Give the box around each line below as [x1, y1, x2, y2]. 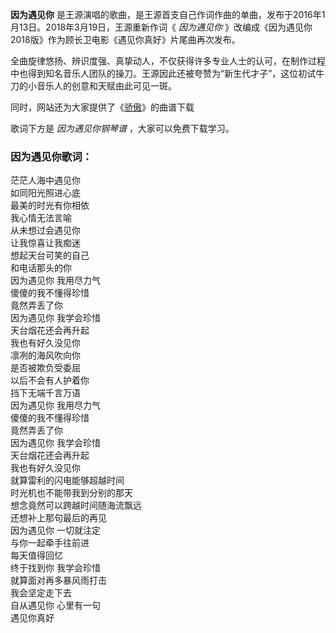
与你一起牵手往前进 [10, 537, 90, 549]
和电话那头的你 [10, 262, 72, 274]
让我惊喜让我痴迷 [10, 237, 81, 249]
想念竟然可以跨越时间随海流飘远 [10, 499, 142, 512]
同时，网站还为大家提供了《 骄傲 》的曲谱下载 [10, 101, 195, 113]
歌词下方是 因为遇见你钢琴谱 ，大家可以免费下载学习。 [10, 123, 235, 134]
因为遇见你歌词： [10, 149, 93, 163]
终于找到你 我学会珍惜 [10, 562, 101, 574]
